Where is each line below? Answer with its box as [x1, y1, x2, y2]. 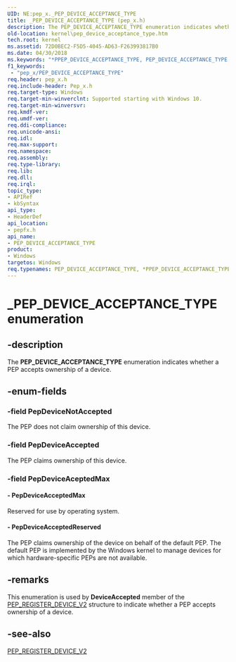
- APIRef [7, 194, 33, 201]
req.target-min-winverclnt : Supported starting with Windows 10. [7, 96, 202, 103]
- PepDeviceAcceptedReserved [7, 523, 102, 532]
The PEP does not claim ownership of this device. [7, 423, 151, 431]
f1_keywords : [7, 63, 46, 70]
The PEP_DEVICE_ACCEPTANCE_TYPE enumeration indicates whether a [7, 357, 219, 366]
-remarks [7, 574, 49, 586]
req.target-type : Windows [7, 89, 83, 96]
